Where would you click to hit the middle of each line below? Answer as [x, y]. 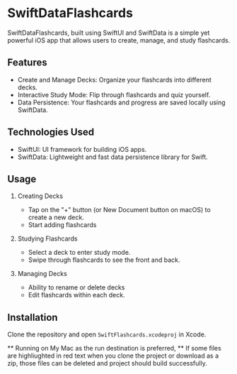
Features [27, 63]
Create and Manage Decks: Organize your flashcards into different [115, 79]
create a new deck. [56, 217]
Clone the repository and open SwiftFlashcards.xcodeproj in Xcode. [107, 334]
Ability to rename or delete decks [76, 287]
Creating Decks [40, 196]
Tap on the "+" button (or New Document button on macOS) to [119, 210]
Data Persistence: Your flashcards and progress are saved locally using [121, 102]
